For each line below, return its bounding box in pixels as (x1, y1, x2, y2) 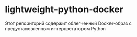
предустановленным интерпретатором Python (5, 25, 106, 31)
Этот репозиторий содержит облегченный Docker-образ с (5, 20, 132, 26)
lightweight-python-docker (5, 4, 123, 15)
